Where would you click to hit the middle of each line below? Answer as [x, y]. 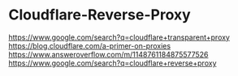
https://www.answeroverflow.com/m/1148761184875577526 [108, 54]
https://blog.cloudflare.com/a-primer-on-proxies [90, 45]
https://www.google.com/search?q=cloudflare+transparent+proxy [119, 37]
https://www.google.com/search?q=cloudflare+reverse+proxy [113, 63]
